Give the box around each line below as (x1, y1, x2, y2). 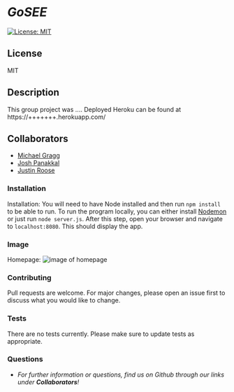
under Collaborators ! (17, 377, 80, 386)
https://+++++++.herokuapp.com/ (7, 113, 106, 121)
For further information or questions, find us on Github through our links (17, 370, 225, 379)
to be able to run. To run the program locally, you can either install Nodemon (7, 207, 227, 216)
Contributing (7, 272, 52, 282)
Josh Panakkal (17, 159, 60, 167)
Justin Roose (17, 166, 55, 175)
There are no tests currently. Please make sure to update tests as (7, 330, 195, 338)
